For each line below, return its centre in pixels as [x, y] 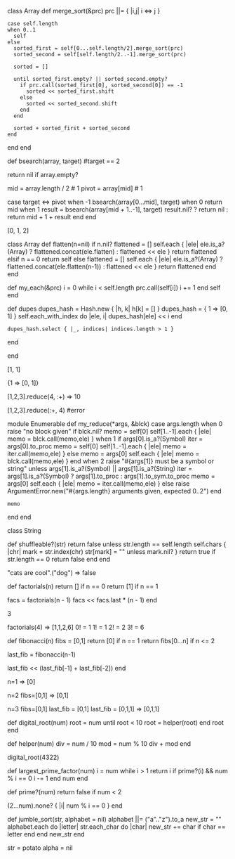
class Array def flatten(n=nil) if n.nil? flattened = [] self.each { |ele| [103, 244]
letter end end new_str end [46, 834]
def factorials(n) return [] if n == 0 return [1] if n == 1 [83, 586]
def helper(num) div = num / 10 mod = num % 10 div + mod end [99, 744]
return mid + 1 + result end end [52, 217]
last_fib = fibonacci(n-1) [41, 654]
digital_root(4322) [33, 757]
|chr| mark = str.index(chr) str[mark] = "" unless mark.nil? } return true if [112, 551]
